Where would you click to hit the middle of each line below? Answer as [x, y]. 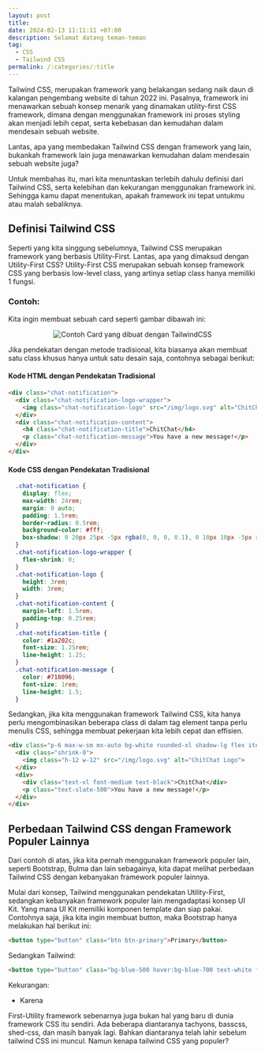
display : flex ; [47, 494]
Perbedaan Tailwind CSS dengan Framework [120, 829]
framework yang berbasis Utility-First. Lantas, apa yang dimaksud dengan [129, 256]
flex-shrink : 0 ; [49, 559]
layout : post [30, 15]
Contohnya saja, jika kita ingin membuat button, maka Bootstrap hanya [123, 918]
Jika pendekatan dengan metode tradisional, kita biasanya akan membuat [128, 349]
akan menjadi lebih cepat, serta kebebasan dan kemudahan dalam [116, 122]
